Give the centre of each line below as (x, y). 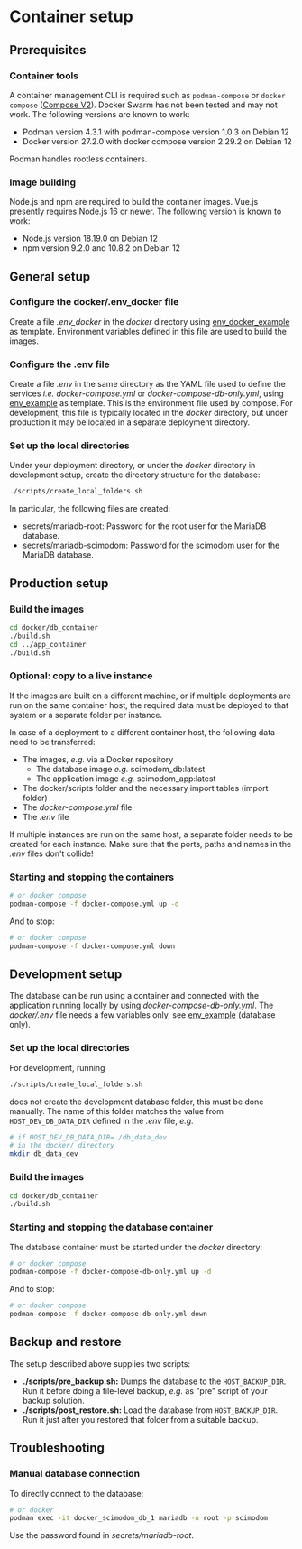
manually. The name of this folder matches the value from (116, 1111)
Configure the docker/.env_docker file (94, 302)
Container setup (71, 17)
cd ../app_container (48, 644)
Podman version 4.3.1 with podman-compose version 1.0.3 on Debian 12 (156, 132)
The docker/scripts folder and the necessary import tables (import (145, 788)
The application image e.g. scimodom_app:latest (126, 779)
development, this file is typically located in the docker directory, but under (149, 413)
